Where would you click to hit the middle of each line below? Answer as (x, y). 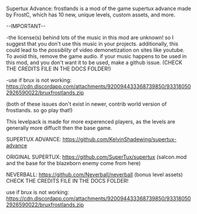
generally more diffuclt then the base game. (59, 128)
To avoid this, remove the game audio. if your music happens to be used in (96, 56)
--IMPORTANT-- (26, 26)
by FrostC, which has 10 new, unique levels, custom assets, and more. (91, 15)
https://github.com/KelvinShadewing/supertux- (120, 139)
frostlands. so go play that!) (39, 110)
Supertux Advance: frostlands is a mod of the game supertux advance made (98, 9)
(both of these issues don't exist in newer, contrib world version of (86, 104)
